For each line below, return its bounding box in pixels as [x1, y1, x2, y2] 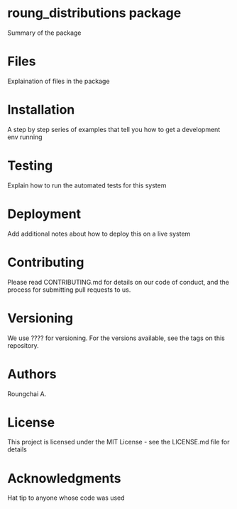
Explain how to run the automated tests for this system [7, 181, 167, 190]
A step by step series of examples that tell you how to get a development [7, 125, 221, 133]
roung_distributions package [7, 5, 182, 21]
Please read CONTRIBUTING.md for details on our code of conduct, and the [7, 278, 229, 286]
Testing [7, 158, 53, 173]
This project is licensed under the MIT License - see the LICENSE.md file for [7, 438, 230, 447]
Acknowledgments [7, 470, 122, 486]
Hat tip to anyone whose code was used [7, 493, 126, 502]
